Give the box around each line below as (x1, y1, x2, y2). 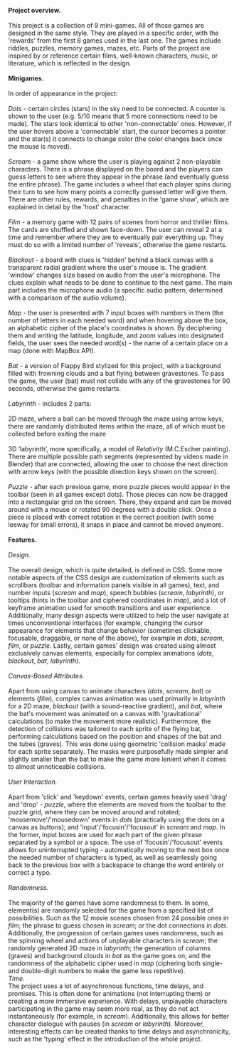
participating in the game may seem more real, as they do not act (8, 1004, 199, 1013)
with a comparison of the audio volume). (8, 293, 127, 302)
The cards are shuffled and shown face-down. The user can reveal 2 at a (8, 226, 223, 233)
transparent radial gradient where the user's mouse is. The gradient (8, 263, 206, 271)
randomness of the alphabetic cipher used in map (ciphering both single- (8, 959, 223, 967)
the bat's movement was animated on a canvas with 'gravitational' (8, 710, 202, 718)
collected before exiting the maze (8, 430, 106, 438)
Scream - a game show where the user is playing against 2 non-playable (8, 157, 221, 166)
